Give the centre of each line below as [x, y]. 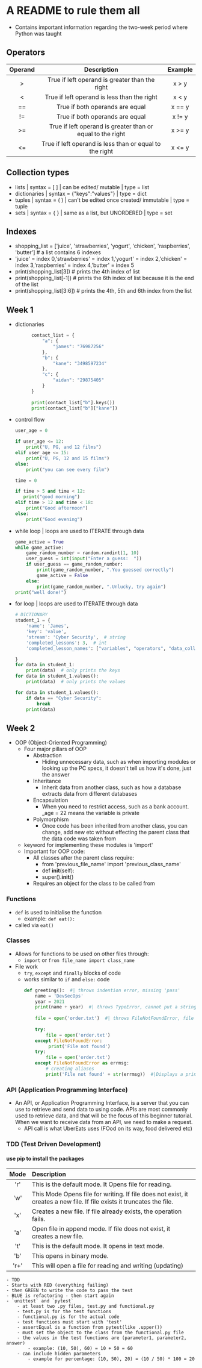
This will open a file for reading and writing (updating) [108, 1266]
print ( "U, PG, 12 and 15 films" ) [68, 458]
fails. [39, 1219]
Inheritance [47, 781]
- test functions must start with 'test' [69, 1322]
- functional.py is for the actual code [68, 1317]
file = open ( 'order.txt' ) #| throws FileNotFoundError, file [115, 1019]
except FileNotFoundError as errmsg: [82, 1063]
